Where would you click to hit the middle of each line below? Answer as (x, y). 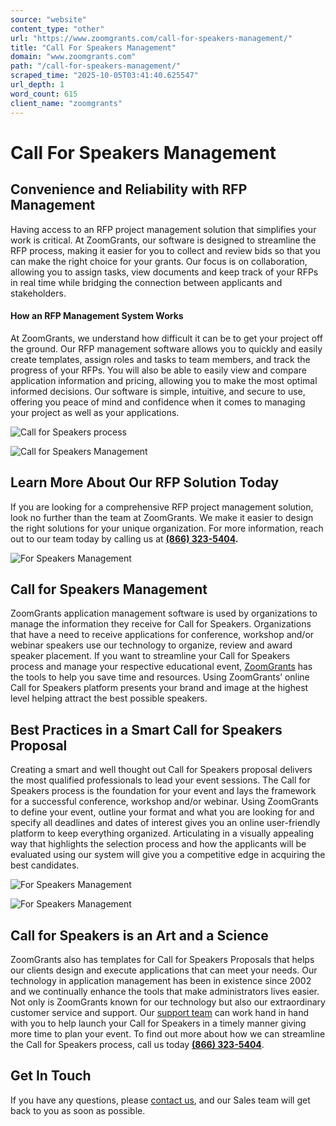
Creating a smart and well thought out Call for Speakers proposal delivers (161, 770)
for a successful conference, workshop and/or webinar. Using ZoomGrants (164, 802)
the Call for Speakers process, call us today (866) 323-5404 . (137, 1044)
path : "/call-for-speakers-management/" (96, 66)
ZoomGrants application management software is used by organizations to (164, 613)
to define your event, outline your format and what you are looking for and (162, 812)
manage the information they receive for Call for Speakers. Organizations (161, 624)
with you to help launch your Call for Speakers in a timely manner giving (158, 1023)
